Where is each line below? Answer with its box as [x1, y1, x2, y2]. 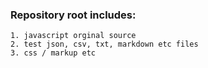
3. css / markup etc [10, 48, 97, 58]
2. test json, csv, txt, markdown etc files [10, 39, 199, 50]
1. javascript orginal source [10, 31, 137, 41]
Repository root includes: [10, 8, 137, 22]
